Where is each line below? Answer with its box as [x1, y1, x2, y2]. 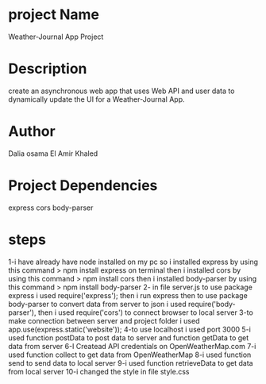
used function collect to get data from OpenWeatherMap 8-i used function [8, 350, 252, 359]
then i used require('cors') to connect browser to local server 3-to [37, 308, 254, 317]
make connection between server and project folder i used [8, 316, 200, 325]
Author [8, 122, 56, 141]
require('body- [187, 299, 236, 308]
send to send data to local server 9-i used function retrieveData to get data [8, 358, 253, 367]
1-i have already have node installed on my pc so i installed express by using [8, 257, 259, 266]
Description [8, 60, 87, 78]
